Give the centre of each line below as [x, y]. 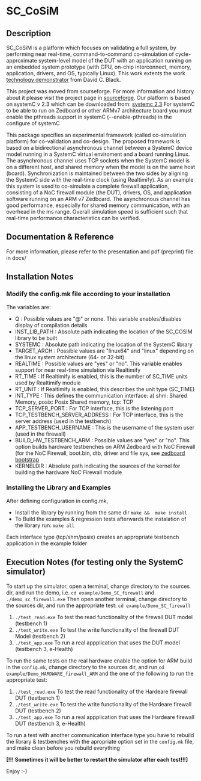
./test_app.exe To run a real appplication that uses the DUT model [97, 643]
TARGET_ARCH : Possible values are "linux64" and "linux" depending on [104, 351]
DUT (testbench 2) [38, 711]
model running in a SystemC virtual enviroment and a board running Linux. [98, 154]
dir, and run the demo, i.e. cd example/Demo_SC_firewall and [80, 592]
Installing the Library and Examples [58, 487]
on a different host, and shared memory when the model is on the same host [101, 167]
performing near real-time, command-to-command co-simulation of [90, 54]
